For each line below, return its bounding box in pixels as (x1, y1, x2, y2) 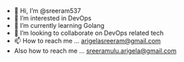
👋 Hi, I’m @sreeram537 (13, 7, 81, 15)
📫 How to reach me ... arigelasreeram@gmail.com (13, 37, 161, 45)
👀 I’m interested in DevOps (13, 14, 92, 22)
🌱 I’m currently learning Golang (13, 22, 104, 29)
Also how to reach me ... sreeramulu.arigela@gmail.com (13, 47, 177, 55)
